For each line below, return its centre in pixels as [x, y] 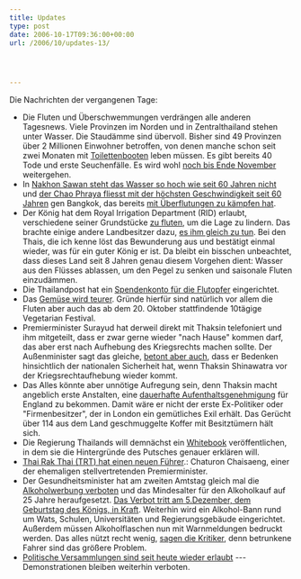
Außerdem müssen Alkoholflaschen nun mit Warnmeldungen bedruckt [152, 529]
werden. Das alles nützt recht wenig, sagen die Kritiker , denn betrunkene [157, 538]
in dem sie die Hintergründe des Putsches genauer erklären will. [141, 452]
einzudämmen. [50, 280]
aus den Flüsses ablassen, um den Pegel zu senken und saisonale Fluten [157, 270]
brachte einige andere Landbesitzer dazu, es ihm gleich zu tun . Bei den [154, 232]
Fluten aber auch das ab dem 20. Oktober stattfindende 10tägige [142, 309]
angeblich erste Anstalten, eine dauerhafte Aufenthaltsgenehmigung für [155, 395]
